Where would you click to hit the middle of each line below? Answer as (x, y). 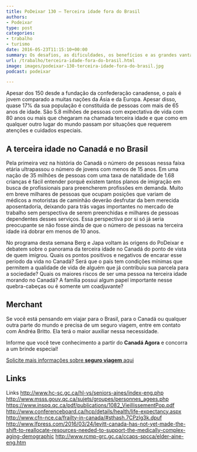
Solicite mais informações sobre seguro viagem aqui (70, 360)
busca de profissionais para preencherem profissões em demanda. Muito (95, 188)
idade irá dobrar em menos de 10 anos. (53, 231)
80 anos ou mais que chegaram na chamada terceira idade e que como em (97, 118)
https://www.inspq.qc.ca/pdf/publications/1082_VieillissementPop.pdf (90, 405)
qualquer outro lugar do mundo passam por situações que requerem (89, 124)
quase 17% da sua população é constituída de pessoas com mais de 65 (92, 105)
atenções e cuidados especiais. (44, 131)
